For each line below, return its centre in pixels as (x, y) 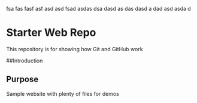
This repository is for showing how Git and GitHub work (75, 49)
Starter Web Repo (51, 33)
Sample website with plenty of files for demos (63, 93)
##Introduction (25, 60)
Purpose (22, 79)
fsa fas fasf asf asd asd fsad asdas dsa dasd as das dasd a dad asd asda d (99, 9)
